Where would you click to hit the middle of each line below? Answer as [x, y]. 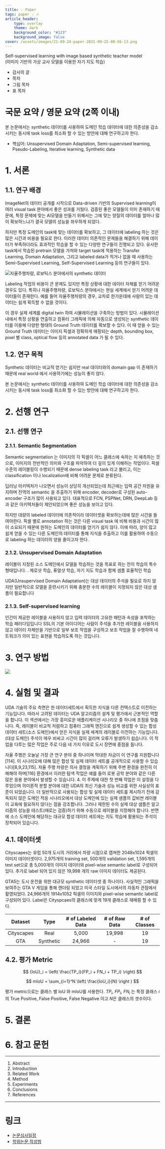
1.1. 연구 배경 [23, 190]
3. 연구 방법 [27, 658]
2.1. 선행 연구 [24, 432]
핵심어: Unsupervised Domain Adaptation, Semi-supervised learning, [82, 143]
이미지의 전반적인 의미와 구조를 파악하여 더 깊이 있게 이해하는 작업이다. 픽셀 [87, 463]
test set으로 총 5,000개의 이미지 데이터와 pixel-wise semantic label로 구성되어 [82, 865]
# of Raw [114, 918]
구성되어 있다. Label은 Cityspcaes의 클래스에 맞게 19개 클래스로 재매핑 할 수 [78, 900]
